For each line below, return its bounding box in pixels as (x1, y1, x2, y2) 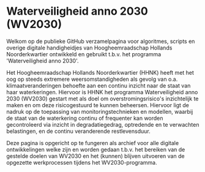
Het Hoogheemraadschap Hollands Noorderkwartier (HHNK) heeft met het (6, 69, 195, 76)
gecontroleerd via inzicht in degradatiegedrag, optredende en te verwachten (6, 121, 199, 128)
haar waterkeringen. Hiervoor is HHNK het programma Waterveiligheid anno (6, 88, 198, 95)
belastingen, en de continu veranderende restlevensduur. (6, 127, 151, 135)
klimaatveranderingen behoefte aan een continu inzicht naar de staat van (6, 81, 191, 89)
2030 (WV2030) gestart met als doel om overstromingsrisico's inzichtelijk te (6, 95, 199, 102)
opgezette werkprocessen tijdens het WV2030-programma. (6, 159, 157, 166)
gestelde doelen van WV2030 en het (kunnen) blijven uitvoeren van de (6, 152, 185, 160)
